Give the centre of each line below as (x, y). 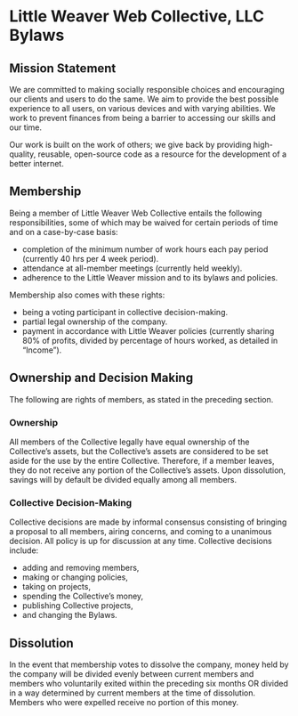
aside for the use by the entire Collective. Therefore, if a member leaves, (142, 460)
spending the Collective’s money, (83, 596)
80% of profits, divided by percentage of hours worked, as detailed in (150, 340)
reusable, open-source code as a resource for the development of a (162, 154)
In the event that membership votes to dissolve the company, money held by (149, 664)
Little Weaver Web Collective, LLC (137, 16)
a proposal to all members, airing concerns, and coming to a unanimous (141, 532)
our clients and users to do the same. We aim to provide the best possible (144, 99)
